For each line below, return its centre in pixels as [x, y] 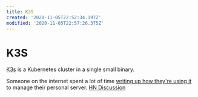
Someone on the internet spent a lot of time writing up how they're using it [99, 81]
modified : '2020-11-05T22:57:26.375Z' [55, 23]
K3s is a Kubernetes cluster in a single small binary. [71, 69]
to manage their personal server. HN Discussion [66, 87]
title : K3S [20, 12]
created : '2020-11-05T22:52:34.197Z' [54, 17]
